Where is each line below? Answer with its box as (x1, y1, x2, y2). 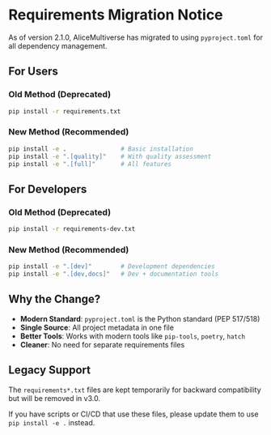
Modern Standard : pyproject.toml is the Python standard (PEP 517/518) (19, 313, 260, 323)
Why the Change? (8, 292, 101, 306)
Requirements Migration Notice (8, 6, 224, 24)
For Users (8, 65, 59, 79)
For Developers (8, 182, 87, 196)
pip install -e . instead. (8, 417, 95, 427)
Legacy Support (8, 363, 91, 377)
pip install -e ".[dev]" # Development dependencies (8, 262, 216, 271)
